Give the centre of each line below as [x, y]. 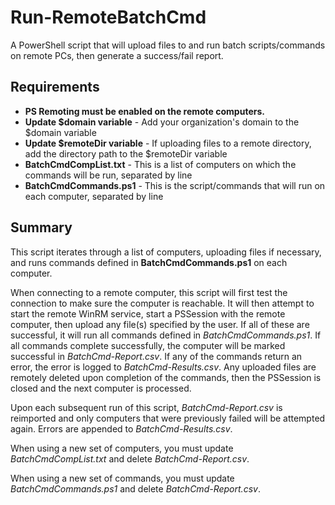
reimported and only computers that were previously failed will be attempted [168, 418]
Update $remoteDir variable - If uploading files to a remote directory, [168, 143]
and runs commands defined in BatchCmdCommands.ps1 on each [149, 262]
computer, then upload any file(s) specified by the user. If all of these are [160, 324]
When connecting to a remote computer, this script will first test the [149, 292]
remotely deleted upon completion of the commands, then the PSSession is [166, 377]
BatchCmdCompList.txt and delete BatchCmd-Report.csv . [130, 458]
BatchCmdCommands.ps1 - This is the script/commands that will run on [175, 185]
